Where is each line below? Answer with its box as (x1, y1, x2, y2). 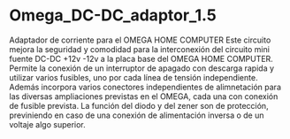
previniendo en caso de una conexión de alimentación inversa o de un (9, 110, 264, 120)
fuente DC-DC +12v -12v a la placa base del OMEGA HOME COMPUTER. (9, 53, 274, 64)
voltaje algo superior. (9, 119, 86, 129)
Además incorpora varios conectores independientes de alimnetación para (9, 81, 281, 92)
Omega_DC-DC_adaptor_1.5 (9, 5, 217, 26)
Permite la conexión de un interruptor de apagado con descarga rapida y (9, 63, 275, 73)
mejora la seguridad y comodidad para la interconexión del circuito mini (9, 43, 270, 54)
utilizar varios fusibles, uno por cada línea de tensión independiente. (9, 72, 258, 82)
